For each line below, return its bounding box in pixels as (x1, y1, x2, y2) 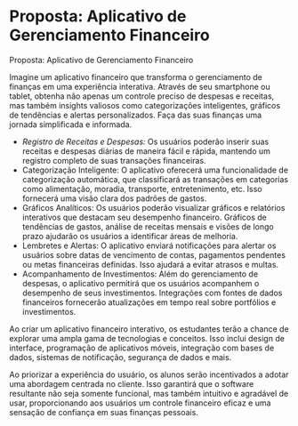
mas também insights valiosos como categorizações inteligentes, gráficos (9, 100, 281, 110)
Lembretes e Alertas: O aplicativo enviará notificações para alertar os (21, 240, 277, 251)
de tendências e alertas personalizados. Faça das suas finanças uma (9, 109, 262, 120)
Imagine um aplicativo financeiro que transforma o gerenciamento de (9, 71, 262, 82)
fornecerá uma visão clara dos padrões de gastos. (21, 193, 207, 204)
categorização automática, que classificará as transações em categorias (21, 173, 289, 184)
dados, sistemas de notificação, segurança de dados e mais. (9, 351, 232, 362)
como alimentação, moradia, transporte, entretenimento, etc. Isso (21, 183, 262, 194)
